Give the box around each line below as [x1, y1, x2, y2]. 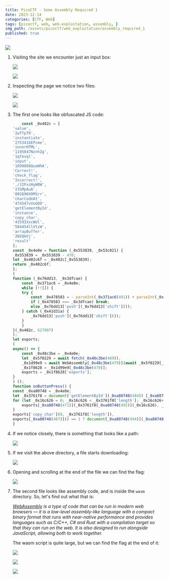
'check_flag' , [12, 172, 42, 178]
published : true [5, 31, 39, 36]
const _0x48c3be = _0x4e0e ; [22, 351, 80, 356]
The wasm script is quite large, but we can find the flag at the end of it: [12, 540, 159, 546]
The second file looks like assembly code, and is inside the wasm [12, 488, 145, 494]
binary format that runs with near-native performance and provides [12, 514, 153, 520]
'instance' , [12, 210, 38, 215]
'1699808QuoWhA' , [12, 163, 49, 168]
